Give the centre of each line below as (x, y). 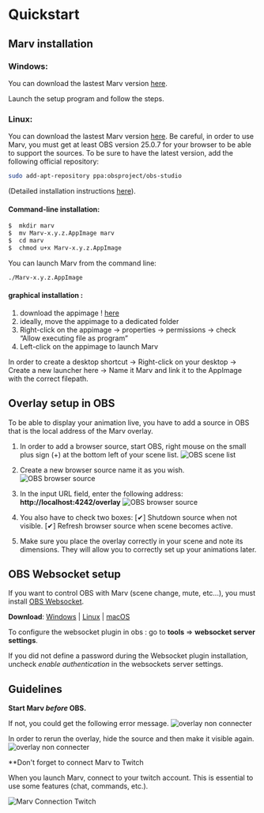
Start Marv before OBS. (47, 708)
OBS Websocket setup (64, 574)
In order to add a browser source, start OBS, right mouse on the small (133, 446)
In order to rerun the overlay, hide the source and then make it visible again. (131, 739)
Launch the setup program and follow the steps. (86, 98)
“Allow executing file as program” (74, 338)
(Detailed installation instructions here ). (72, 191)
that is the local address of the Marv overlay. (81, 431)
